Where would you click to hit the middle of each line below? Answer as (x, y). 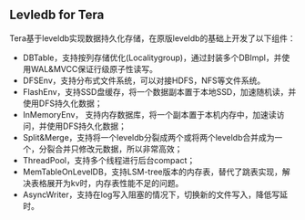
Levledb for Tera (57, 15)
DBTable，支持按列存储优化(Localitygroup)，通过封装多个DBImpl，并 (152, 58)
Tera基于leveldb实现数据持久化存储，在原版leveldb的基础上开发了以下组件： (152, 38)
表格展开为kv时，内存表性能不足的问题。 (107, 183)
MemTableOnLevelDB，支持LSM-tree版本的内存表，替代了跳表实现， (152, 172)
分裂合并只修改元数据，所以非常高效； (111, 149)
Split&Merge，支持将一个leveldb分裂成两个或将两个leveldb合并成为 (148, 137)
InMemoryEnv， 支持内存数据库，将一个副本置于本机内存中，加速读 (150, 114)
